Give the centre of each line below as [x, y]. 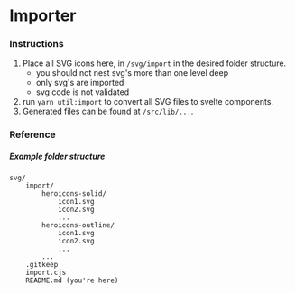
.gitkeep [42, 265]
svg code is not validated [83, 92]
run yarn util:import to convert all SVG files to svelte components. [147, 102]
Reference [32, 134]
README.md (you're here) [72, 280]
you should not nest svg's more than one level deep [132, 73]
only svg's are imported [80, 83]
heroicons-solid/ [74, 194]
